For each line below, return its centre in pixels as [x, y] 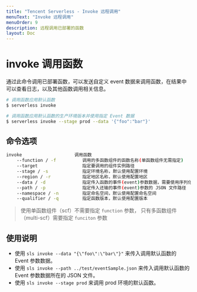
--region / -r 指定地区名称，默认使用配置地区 [82, 176]
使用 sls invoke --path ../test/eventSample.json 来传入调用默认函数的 [102, 268]
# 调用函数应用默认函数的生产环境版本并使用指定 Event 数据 [70, 116]
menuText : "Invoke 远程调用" [40, 17]
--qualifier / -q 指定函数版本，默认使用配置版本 [82, 199]
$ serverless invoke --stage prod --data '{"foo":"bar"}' [78, 121]
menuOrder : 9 [22, 22]
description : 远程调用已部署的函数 [45, 28]
